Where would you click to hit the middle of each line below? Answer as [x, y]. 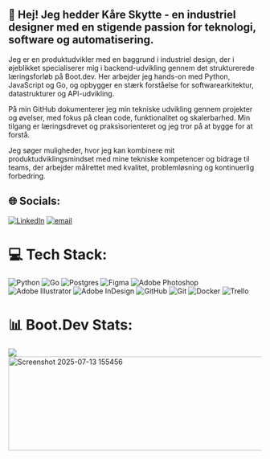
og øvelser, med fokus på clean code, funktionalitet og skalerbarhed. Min [129, 117]
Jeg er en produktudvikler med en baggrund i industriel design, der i [121, 59]
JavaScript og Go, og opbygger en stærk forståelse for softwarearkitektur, [131, 84]
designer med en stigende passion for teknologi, [132, 28]
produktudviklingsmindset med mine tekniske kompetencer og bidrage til [129, 158]
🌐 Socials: [35, 201]
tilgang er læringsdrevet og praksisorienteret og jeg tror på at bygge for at [131, 126]
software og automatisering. [81, 40]
